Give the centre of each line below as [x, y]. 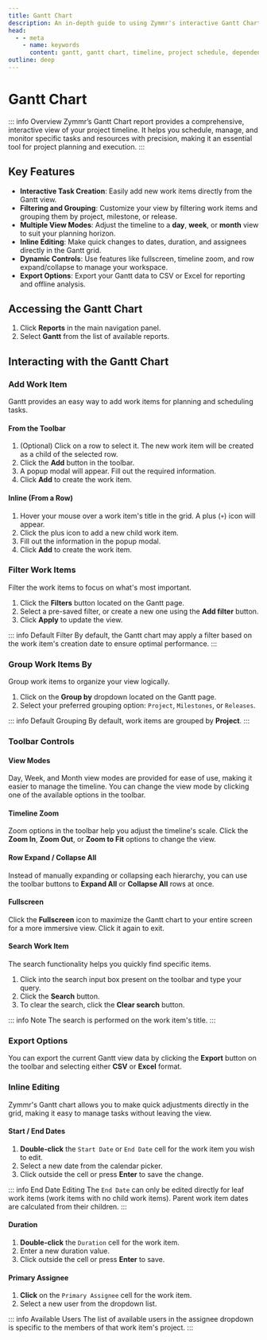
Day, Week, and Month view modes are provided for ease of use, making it [130, 778]
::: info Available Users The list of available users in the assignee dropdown [131, 1319]
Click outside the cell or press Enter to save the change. [112, 1174]
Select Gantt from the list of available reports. [94, 337]
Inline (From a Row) [41, 497]
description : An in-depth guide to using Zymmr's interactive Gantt [124, 23]
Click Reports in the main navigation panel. [90, 328]
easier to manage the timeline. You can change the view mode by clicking [129, 787]
